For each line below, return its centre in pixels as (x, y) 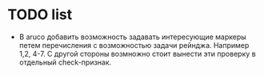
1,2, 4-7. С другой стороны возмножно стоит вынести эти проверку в (138, 53)
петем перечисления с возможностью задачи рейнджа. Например (134, 45)
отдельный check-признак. (65, 62)
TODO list (40, 15)
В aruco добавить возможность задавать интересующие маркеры (133, 37)
